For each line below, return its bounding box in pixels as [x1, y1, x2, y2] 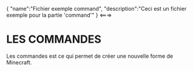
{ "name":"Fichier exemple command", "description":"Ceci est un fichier [6, 5, 187, 12]
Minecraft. [6, 58, 32, 66]
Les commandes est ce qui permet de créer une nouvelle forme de [6, 52, 174, 60]
